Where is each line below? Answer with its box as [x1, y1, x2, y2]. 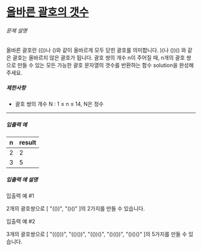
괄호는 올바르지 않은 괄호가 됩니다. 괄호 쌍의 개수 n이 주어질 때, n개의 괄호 [12, 54, 185, 61]
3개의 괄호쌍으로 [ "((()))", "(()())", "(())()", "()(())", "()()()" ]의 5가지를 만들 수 [6, 231, 188, 238]
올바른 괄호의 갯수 [6, 5, 89, 19]
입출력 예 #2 [6, 218, 35, 225]
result [19, 138, 37, 147]
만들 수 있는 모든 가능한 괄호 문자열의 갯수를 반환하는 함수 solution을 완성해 [17, 61, 194, 69]
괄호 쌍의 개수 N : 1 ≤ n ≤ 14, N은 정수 [14, 101, 104, 108]
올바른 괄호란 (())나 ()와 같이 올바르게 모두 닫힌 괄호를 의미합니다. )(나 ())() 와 [6, 46, 186, 54]
